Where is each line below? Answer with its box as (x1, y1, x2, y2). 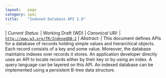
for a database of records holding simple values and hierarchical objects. (5, 41, 155, 47)
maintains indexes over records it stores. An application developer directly (5, 51, 158, 57)
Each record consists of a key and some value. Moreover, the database (5, 46, 151, 52)
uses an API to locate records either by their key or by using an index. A (5, 57, 152, 63)
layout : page (5, 7, 37, 12)
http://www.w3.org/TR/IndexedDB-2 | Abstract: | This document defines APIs (5, 35, 161, 41)
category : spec (5, 12, 37, 17)
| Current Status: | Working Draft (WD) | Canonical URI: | (5, 30, 121, 36)
